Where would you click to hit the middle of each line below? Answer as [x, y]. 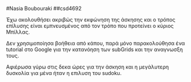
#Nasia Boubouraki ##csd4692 [44, 8]
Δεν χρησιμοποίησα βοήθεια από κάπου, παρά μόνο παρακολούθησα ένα [96, 43]
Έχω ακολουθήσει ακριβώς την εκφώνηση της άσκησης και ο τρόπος [91, 19]
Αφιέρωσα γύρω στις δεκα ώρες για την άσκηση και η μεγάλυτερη [88, 67]
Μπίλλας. [18, 32]
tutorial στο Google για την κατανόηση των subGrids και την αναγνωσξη [95, 49]
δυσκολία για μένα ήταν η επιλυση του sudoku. [64, 73]
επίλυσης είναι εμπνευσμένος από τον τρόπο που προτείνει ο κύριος [90, 26]
